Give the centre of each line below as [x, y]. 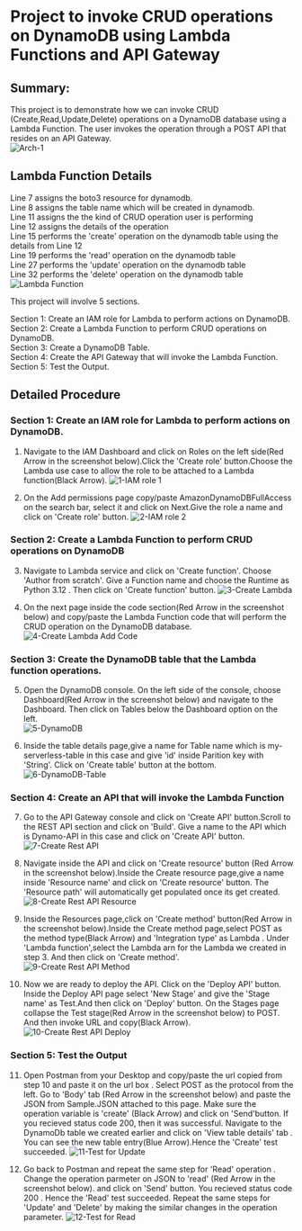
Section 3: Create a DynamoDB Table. [80, 347]
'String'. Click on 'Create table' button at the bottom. [120, 765]
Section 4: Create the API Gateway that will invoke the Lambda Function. [144, 356]
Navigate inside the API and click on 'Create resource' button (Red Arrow [158, 863]
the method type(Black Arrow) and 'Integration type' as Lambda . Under [156, 939]
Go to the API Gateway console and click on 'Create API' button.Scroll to [157, 817]
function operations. [56, 670]
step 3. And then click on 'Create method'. [101, 957]
